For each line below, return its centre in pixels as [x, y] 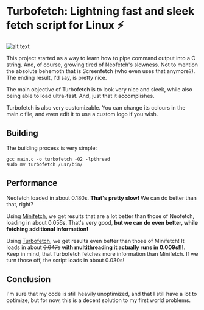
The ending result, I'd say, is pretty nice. [57, 77]
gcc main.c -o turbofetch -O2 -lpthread [58, 159]
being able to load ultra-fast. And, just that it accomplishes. [81, 96]
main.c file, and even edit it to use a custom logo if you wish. [82, 114]
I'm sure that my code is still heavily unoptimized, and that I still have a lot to [102, 294]
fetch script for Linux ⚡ [65, 25]
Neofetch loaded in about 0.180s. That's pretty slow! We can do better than [101, 198]
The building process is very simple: [52, 148]
